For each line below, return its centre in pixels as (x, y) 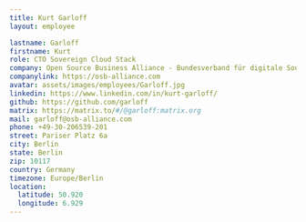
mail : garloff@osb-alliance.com (71, 119)
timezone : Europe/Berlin (56, 178)
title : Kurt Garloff (49, 18)
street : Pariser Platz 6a (58, 136)
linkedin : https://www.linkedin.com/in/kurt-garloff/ (114, 93)
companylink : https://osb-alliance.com (85, 77)
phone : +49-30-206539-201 (58, 127)
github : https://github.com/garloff (79, 102)
